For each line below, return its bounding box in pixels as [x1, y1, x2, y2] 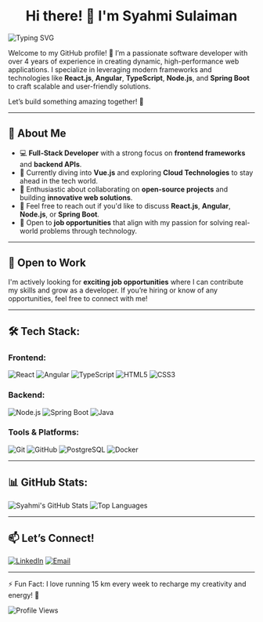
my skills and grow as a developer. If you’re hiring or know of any [8, 286, 218, 295]
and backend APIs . [19, 159, 82, 169]
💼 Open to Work [8, 256, 86, 270]
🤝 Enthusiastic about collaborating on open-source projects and [19, 184, 229, 194]
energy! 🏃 [8, 591, 40, 600]
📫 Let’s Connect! [8, 532, 95, 545]
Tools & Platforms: [8, 427, 80, 438]
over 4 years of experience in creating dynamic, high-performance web [8, 56, 240, 66]
